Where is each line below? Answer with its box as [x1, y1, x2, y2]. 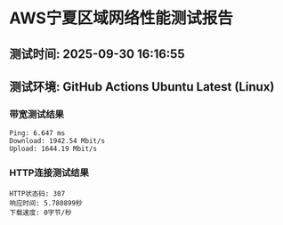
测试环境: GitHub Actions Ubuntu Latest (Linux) [9, 79, 275, 94]
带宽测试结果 [9, 108, 65, 120]
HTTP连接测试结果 [9, 166, 89, 179]
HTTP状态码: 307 [9, 189, 66, 198]
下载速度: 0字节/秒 [9, 208, 72, 217]
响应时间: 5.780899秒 [9, 198, 83, 207]
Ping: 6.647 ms [9, 129, 66, 138]
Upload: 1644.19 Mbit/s [9, 144, 98, 154]
